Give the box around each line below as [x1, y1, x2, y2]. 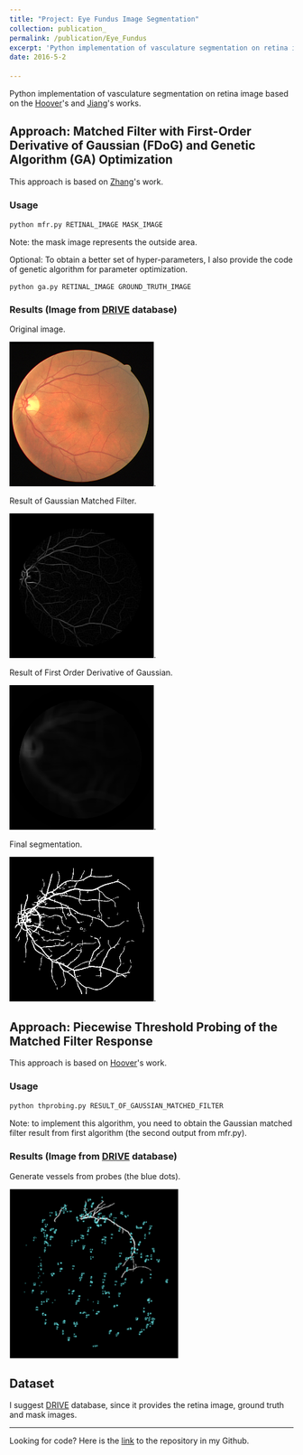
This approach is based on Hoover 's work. [9, 1057, 167, 1068]
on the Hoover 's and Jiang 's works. [9, 98, 142, 108]
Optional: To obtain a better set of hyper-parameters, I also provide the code [9, 254, 293, 265]
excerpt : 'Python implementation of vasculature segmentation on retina [9, 43, 289, 52]
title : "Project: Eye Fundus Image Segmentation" [9, 14, 200, 23]
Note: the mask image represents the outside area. [9, 236, 197, 248]
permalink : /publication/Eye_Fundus [9, 33, 147, 42]
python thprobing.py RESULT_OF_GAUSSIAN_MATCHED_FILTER [9, 1102, 224, 1111]
